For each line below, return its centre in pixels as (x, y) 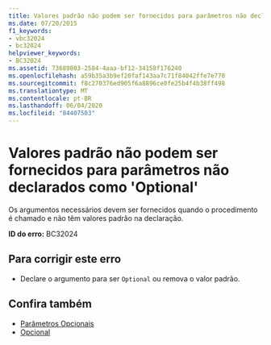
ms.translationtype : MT (48, 91)
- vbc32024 (27, 38)
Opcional (35, 332)
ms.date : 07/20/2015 (43, 23)
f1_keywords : (30, 31)
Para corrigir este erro (65, 259)
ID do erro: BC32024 (43, 234)
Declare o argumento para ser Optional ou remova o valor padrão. (130, 278)
